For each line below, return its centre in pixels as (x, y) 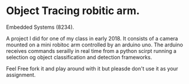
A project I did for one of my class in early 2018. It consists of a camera (92, 38)
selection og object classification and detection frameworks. (79, 57)
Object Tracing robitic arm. (73, 11)
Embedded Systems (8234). (40, 27)
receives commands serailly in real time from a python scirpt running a (91, 51)
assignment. (21, 75)
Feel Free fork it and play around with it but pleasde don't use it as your (92, 68)
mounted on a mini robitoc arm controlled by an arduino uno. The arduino (95, 45)
